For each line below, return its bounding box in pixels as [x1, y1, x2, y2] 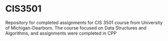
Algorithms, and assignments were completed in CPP [5, 30, 117, 36]
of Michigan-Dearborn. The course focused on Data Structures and [5, 24, 147, 30]
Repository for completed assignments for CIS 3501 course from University [5, 19, 163, 25]
